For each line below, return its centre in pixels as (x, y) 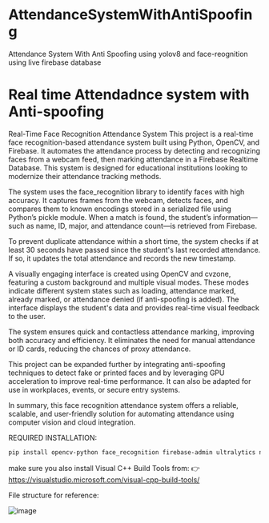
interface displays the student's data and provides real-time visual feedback (134, 307)
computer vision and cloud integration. (72, 422)
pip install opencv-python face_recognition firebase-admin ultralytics (132, 452)
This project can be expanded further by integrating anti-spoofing (117, 364)
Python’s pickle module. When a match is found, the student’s (110, 217)
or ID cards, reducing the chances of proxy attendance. (100, 349)
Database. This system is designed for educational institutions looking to (128, 168)
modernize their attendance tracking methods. (85, 176)
